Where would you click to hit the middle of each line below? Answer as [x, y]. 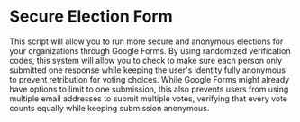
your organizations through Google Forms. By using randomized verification [150, 50]
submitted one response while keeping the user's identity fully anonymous [148, 70]
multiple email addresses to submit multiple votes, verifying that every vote [149, 98]
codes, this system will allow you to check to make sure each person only [145, 60]
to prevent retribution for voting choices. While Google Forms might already [150, 79]
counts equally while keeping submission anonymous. [109, 108]
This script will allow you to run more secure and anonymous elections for [146, 41]
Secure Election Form [91, 17]
